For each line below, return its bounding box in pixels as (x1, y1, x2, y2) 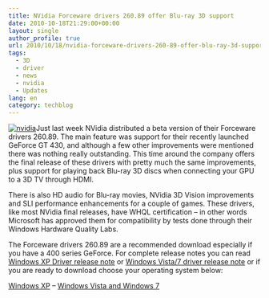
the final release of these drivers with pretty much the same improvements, (8, 157, 256, 167)
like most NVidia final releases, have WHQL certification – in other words (8, 207, 247, 217)
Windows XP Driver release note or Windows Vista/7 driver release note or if (8, 257, 261, 267)
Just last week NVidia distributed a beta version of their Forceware (35, 124, 256, 133)
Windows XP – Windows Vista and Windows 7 (8, 281, 160, 291)
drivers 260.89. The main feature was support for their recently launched (8, 132, 250, 141)
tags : (8, 49, 26, 57)
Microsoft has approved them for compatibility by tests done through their (8, 216, 252, 226)
